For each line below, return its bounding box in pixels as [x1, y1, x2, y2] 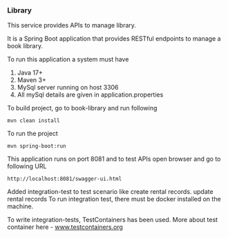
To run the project [7, 130, 59, 138]
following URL [7, 162, 47, 170]
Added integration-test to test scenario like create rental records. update [7, 188, 213, 196]
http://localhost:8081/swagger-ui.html [7, 175, 122, 183]
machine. [7, 202, 34, 210]
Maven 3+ [17, 76, 46, 84]
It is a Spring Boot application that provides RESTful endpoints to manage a [7, 34, 221, 43]
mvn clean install [7, 117, 60, 124]
